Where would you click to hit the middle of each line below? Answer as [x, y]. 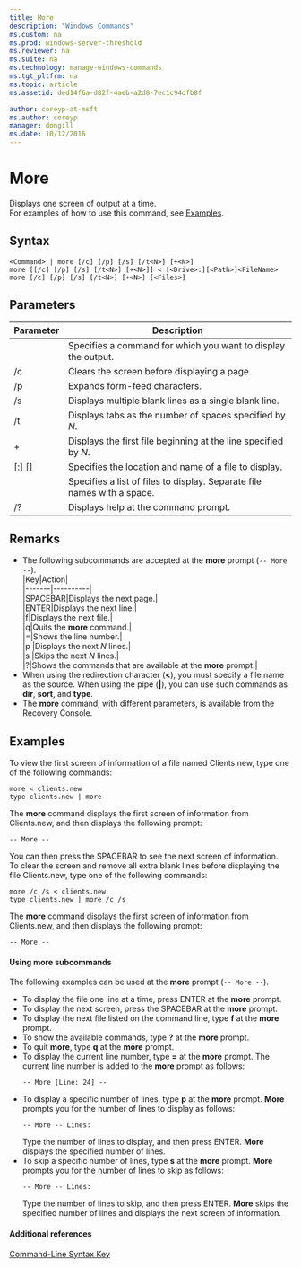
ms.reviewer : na [39, 51]
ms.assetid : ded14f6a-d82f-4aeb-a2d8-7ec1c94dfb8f [106, 92]
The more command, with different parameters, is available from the [148, 704]
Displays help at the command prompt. [149, 506]
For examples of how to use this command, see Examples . [116, 213]
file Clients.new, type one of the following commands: [108, 876]
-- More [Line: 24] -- [64, 1083]
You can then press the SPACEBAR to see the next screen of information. [144, 856]
